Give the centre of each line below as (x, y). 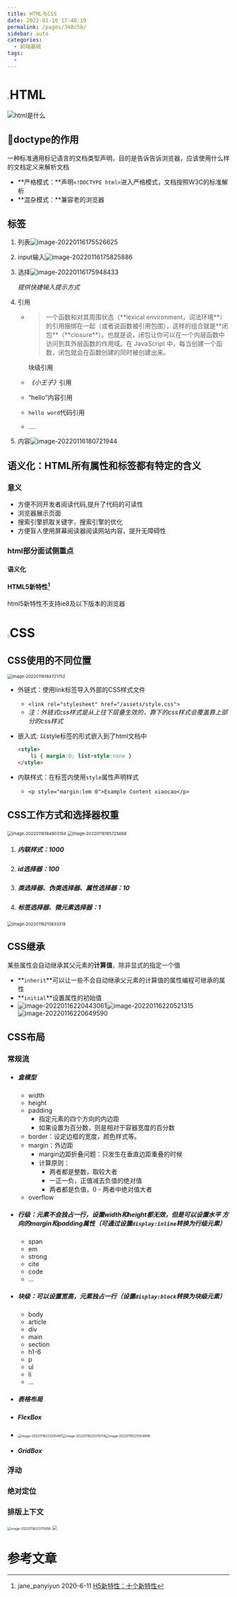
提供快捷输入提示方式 (48, 287)
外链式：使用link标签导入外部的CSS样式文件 (81, 690)
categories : (25, 40)
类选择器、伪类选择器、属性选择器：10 (74, 888)
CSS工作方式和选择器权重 (63, 815)
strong (37, 1256)
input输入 (31, 257)
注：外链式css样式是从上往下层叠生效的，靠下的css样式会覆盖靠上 (125, 712)
